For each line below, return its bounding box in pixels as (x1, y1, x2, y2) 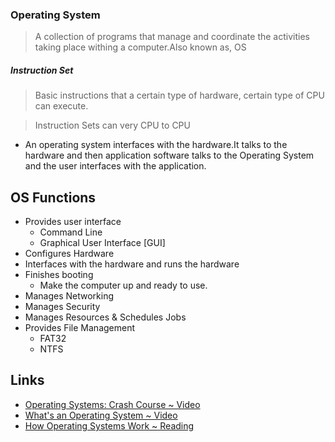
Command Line (39, 226, 103, 238)
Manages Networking (24, 290, 115, 302)
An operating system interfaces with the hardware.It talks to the (24, 139, 288, 151)
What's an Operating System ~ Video (24, 409, 178, 421)
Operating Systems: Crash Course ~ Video (24, 398, 201, 410)
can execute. (34, 100, 89, 112)
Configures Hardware (24, 248, 115, 260)
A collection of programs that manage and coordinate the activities (34, 31, 310, 43)
